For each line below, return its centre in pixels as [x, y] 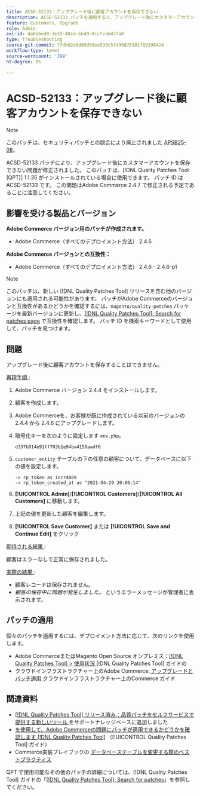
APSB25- [175, 143]
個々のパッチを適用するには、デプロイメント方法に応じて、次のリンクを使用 [100, 636]
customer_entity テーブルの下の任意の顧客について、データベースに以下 [103, 459]
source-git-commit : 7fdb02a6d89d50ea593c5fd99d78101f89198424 [85, 45]
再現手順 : [18, 378]
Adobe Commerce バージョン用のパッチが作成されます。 [77, 229]
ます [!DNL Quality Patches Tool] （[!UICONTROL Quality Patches [106, 737]
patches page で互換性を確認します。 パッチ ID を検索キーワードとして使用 [99, 321]
